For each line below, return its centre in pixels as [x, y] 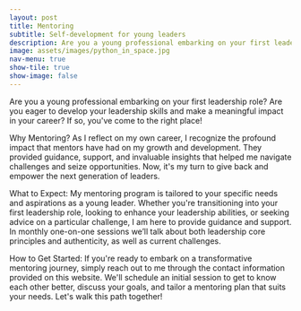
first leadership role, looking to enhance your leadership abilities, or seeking [149, 212]
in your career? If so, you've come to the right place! [106, 120]
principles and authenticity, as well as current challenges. [115, 241]
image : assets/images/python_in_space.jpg [90, 51]
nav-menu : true [38, 59]
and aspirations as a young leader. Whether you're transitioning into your [144, 203]
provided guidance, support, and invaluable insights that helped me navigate [150, 157]
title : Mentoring [42, 26]
